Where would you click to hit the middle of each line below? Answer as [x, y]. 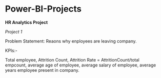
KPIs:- [11, 50]
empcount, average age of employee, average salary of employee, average [80, 65]
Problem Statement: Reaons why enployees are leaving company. [71, 41]
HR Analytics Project [26, 22]
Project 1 [14, 31]
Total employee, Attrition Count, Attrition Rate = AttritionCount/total [72, 60]
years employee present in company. [42, 70]
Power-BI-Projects [43, 9]
